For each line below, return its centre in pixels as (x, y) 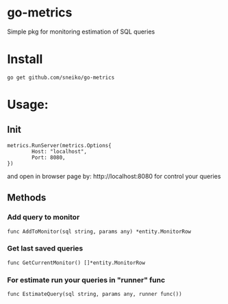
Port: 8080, (49, 157)
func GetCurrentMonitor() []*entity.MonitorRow (76, 263)
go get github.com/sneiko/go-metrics (61, 77)
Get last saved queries (45, 249)
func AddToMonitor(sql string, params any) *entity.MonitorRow (99, 231)
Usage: (28, 105)
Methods (27, 198)
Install (25, 59)
